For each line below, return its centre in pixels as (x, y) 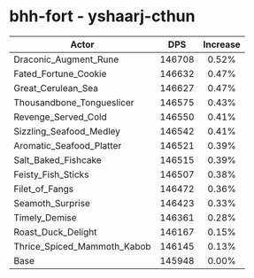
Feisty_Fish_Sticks (51, 174)
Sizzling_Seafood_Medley (67, 131)
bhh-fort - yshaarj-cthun (102, 16)
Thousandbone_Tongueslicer (74, 102)
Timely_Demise (45, 217)
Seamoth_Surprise (52, 203)
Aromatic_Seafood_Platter (68, 145)
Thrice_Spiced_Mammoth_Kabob (83, 246)
